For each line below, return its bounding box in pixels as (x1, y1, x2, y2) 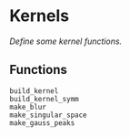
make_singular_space (9, 111, 88, 120)
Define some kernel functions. (9, 36, 123, 47)
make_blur (9, 102, 47, 111)
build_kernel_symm (9, 94, 79, 103)
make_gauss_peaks (9, 118, 75, 128)
